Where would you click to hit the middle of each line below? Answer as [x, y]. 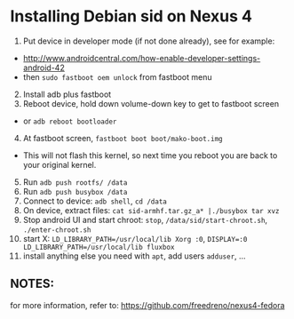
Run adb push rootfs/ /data [75, 182]
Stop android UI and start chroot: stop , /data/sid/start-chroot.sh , [145, 219]
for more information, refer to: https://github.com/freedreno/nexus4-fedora [147, 305]
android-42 [44, 68]
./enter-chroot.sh [57, 230]
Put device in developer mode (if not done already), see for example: [149, 41]
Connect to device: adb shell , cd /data [95, 201]
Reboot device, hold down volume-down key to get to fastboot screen [151, 103]
